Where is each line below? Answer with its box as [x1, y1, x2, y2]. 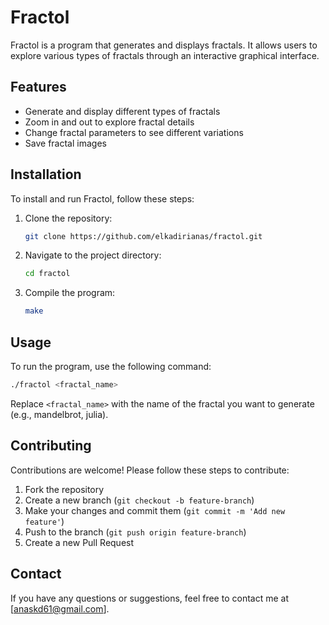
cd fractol [24, 269, 71, 279]
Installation [10, 166, 82, 183]
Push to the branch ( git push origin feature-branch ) [24, 526, 247, 538]
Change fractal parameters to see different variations [24, 126, 244, 138]
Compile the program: [24, 287, 116, 299]
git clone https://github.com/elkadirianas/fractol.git [24, 231, 263, 241]
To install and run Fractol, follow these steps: [10, 192, 195, 205]
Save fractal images [24, 137, 107, 149]
